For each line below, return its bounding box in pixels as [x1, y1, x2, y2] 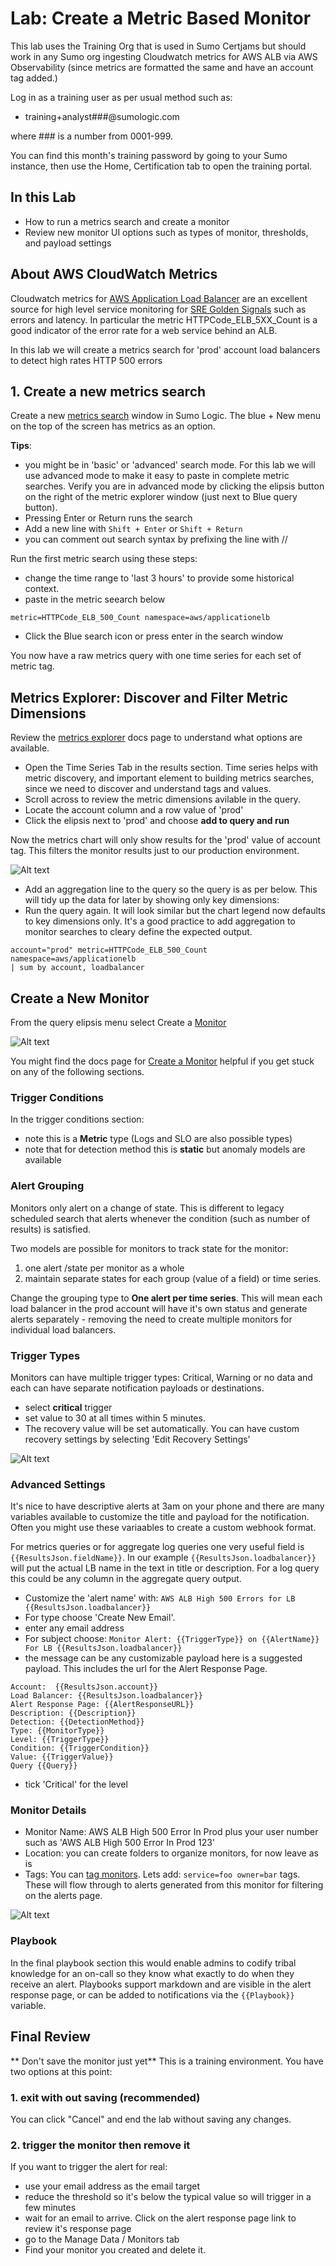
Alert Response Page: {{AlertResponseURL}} [10, 1700, 195, 1710]
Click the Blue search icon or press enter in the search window [24, 630, 284, 642]
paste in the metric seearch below [24, 593, 166, 606]
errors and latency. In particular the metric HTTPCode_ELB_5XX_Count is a [10, 313, 318, 326]
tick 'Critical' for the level [24, 1778, 128, 1791]
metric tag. [10, 660, 55, 672]
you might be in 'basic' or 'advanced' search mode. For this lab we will [24, 459, 316, 471]
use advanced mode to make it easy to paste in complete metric [24, 470, 290, 482]
